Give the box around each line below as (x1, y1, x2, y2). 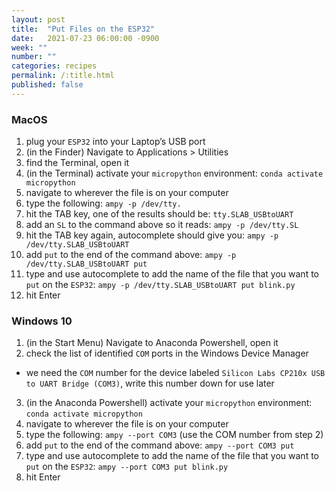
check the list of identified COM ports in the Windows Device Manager (25, 347, 309, 360)
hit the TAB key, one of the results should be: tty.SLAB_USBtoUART (25, 208, 294, 220)
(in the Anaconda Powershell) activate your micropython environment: (25, 397, 313, 409)
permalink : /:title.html (11, 71, 115, 81)
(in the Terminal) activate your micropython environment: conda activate (25, 167, 324, 180)
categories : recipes (11, 61, 98, 71)
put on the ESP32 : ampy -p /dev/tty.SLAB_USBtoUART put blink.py (25, 279, 296, 291)
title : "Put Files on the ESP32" (11, 24, 156, 34)
